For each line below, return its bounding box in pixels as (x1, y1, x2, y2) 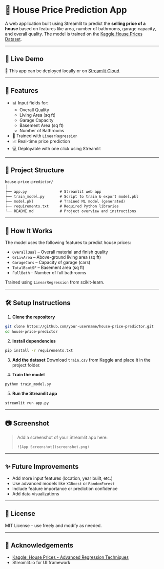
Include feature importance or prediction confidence (12, 486, 118, 491)
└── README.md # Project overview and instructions (5, 209, 137, 214)
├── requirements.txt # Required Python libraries (5, 204, 119, 209)
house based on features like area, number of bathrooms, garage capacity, (5, 25, 156, 31)
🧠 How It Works (5, 226, 53, 235)
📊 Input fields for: (12, 100, 49, 105)
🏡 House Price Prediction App (5, 4, 127, 16)
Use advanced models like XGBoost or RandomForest (12, 481, 115, 486)
